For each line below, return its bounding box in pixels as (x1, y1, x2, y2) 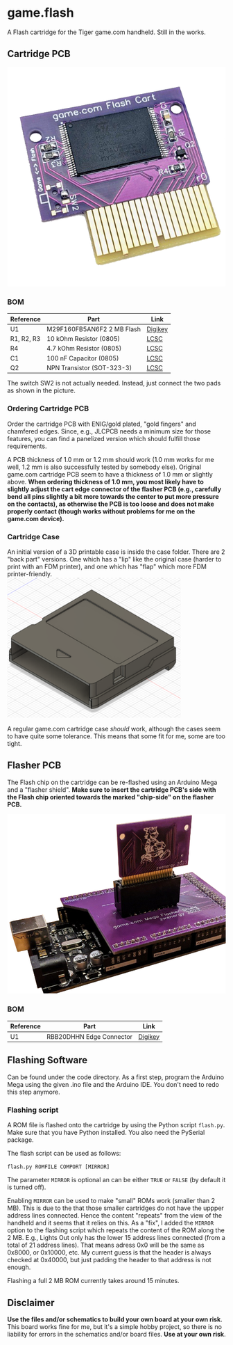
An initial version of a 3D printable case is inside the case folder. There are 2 (7, 548, 225, 556)
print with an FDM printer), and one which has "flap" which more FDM (7, 562, 207, 571)
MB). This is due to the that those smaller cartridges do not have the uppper (7, 1204, 224, 1212)
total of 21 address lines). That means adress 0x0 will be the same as (7, 1241, 205, 1250)
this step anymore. (7, 1088, 60, 1096)
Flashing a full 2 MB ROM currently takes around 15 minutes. (7, 1277, 180, 1285)
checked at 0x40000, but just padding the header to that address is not (7, 1256, 212, 1264)
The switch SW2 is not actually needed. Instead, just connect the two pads (7, 379, 221, 388)
